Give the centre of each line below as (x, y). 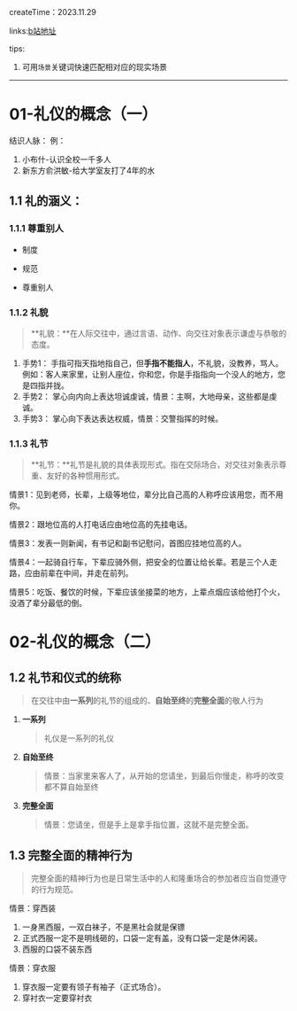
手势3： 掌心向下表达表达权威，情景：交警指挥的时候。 (122, 418)
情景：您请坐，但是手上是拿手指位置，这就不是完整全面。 (148, 825)
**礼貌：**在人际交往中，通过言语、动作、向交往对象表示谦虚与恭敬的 (159, 333)
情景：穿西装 (32, 908)
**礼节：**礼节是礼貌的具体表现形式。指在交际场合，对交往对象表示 (155, 465)
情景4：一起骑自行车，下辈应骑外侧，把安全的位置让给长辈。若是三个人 (140, 562)
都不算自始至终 (71, 787)
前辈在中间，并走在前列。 (86, 573)
